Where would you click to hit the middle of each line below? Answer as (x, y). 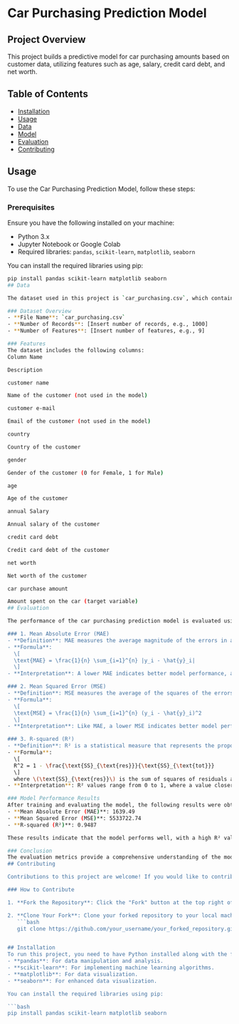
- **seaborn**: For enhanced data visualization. (83, 981)
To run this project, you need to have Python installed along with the (117, 954)
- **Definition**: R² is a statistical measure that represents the (111, 746)
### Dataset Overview (39, 311)
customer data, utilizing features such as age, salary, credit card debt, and (116, 64)
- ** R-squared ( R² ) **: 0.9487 (52, 825)
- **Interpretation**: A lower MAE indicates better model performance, (117, 674)
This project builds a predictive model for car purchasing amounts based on (118, 56)
